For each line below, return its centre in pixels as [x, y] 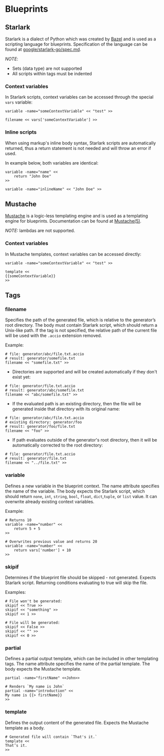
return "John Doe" [33, 176]
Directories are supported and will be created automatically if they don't [85, 372]
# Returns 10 [18, 520]
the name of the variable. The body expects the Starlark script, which [75, 491]
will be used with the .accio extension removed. [54, 336]
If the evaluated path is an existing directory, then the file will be [77, 404]
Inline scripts [21, 132]
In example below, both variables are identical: [52, 163]
